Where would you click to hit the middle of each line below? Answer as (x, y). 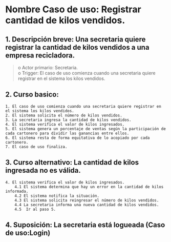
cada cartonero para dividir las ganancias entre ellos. (67, 133)
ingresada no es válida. (43, 170)
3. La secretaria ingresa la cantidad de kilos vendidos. (68, 120)
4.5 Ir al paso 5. (35, 209)
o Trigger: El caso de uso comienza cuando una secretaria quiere (87, 73)
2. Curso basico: (32, 95)
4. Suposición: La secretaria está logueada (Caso (85, 225)
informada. (17, 191)
